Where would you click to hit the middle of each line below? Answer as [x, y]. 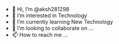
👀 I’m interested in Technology [50, 15]
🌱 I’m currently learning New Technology [62, 22]
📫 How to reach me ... [40, 35]
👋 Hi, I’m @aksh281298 [41, 9]
